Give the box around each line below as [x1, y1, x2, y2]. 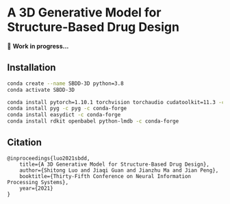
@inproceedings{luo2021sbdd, [7, 155, 90, 162]
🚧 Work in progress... [7, 42, 69, 50]
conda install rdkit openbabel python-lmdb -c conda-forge [7, 118, 179, 125]
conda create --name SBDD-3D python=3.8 [7, 80, 125, 87]
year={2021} [19, 185, 53, 192]
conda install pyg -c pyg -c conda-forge [7, 105, 127, 112]
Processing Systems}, [7, 179, 69, 186]
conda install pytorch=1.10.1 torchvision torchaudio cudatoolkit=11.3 [7, 99, 216, 105]
